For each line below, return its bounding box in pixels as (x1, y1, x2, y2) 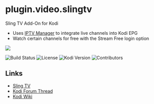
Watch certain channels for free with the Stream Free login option (12, 35, 149, 41)
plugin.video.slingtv (5, 4, 92, 15)
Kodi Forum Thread (12, 88, 53, 94)
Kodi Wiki (12, 93, 33, 99)
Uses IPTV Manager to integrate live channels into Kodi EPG (12, 30, 138, 36)
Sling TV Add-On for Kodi (5, 20, 58, 26)
